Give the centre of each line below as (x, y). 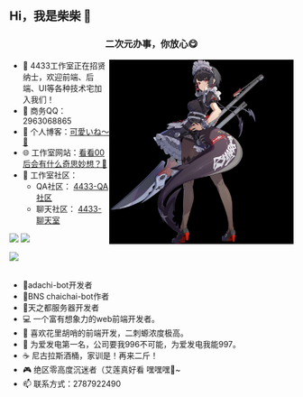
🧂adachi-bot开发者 (57, 285)
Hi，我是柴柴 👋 (50, 16)
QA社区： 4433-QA (72, 186)
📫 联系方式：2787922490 (72, 384)
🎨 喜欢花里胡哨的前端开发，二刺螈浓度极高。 (105, 333)
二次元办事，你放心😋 (151, 44)
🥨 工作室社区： (50, 175)
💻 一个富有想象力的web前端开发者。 (91, 319)
